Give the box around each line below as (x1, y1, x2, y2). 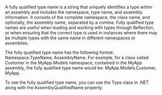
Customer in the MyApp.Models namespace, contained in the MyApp (5, 60, 143, 65)
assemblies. (5, 40, 29, 46)
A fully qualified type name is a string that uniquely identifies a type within (5, 4, 152, 10)
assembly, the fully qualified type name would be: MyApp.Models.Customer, (5, 65, 157, 71)
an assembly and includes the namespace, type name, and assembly (5, 9, 143, 15)
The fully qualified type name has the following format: (5, 49, 114, 55)
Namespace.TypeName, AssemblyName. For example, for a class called (5, 55, 149, 60)
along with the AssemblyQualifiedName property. (5, 85, 103, 90)
